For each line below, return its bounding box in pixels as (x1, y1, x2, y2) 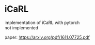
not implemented (4, 24, 38, 30)
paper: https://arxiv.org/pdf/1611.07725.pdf (4, 34, 90, 40)
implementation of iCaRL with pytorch (4, 20, 80, 25)
